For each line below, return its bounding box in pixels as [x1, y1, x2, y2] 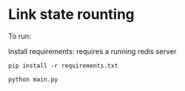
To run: [8, 31, 32, 41]
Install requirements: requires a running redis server [8, 46, 177, 56]
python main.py [8, 75, 59, 83]
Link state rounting [8, 5, 135, 24]
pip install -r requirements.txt [8, 61, 119, 70]
